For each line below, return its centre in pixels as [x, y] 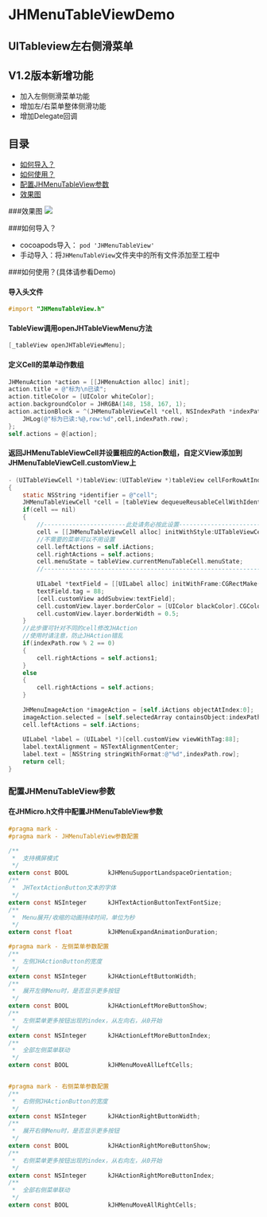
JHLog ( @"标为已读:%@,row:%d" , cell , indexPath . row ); [106, 419]
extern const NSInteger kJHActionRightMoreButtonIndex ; [112, 1176]
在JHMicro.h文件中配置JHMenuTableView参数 [85, 811]
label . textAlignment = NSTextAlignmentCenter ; [101, 747]
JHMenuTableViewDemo [91, 15]
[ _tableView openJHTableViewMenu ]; [67, 345]
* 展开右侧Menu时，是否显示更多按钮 [66, 1131]
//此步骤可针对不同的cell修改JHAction [80, 628]
